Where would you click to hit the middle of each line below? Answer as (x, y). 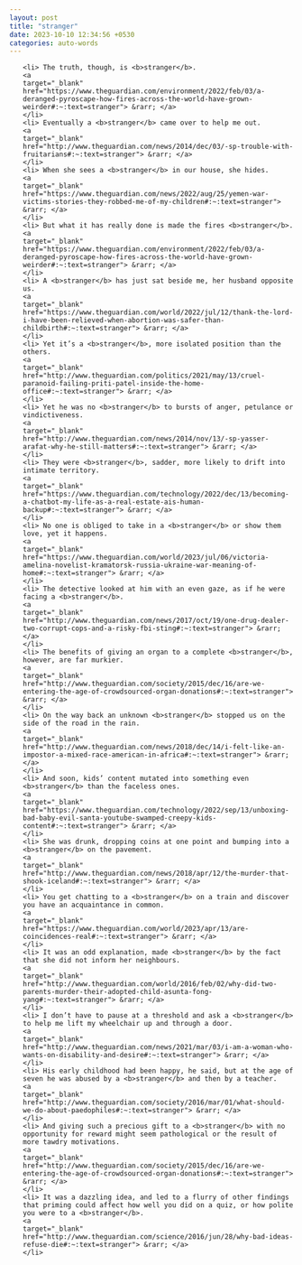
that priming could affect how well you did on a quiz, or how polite (158, 1205)
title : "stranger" (44, 26)
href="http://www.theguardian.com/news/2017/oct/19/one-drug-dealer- (156, 621)
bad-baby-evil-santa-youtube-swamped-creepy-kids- (119, 818)
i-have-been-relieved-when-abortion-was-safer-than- (124, 321)
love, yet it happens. (65, 534)
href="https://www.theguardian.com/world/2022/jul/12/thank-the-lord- (158, 312)
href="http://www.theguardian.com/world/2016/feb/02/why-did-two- (150, 984)
